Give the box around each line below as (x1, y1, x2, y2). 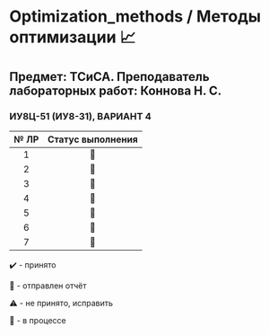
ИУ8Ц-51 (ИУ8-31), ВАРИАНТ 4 (9, 110, 152, 122)
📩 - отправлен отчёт (9, 280, 87, 291)
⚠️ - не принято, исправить (9, 297, 114, 308)
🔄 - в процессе (9, 314, 67, 325)
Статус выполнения (48, 133, 138, 145)
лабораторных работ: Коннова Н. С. (9, 83, 222, 98)
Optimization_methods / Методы (9, 6, 262, 27)
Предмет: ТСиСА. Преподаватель (9, 69, 210, 84)
